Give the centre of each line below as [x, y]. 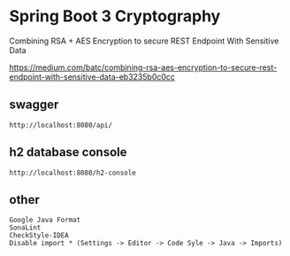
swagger [34, 105]
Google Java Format [45, 220]
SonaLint [25, 228]
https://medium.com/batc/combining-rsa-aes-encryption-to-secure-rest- [143, 67]
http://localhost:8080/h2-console [73, 173]
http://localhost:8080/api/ [61, 125]
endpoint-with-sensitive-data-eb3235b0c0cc [92, 76]
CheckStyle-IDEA [39, 236]
